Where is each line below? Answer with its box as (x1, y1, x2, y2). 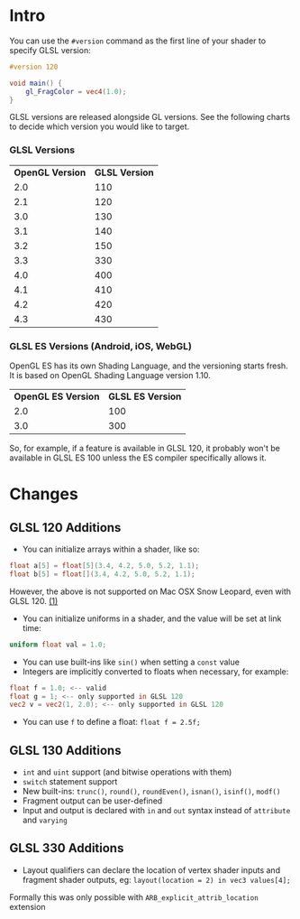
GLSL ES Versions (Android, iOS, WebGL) (9, 339, 192, 352)
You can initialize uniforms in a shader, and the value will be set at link (22, 613, 282, 624)
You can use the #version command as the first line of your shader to (9, 35, 267, 46)
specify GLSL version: (9, 44, 92, 55)
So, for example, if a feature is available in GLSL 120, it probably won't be (9, 443, 281, 454)
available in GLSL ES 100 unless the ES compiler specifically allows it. (9, 452, 268, 463)
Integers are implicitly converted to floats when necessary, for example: (22, 665, 289, 677)
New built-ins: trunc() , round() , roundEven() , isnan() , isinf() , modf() (22, 786, 281, 797)
